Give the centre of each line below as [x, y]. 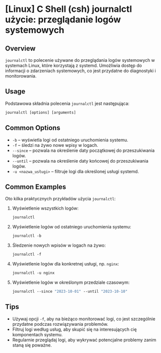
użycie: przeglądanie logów [63, 20]
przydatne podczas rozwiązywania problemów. [60, 324]
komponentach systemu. [38, 334]
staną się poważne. [32, 345]
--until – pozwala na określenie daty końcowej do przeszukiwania [80, 161]
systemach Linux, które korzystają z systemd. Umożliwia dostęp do [74, 66]
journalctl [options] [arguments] [41, 112]
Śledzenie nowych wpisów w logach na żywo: [59, 245]
